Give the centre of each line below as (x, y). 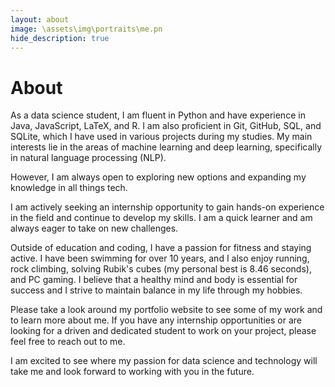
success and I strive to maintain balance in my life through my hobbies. (156, 290)
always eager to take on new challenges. (94, 228)
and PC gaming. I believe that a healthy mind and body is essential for (154, 280)
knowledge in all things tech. (69, 188)
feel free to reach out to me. (68, 342)
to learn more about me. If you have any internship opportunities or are (156, 320)
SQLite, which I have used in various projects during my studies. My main (161, 137)
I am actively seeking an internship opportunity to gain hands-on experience (167, 207)
